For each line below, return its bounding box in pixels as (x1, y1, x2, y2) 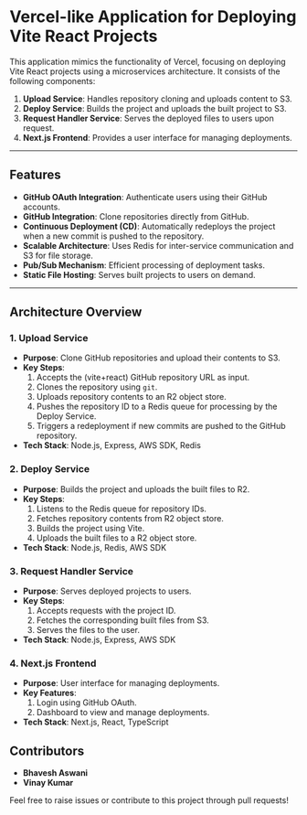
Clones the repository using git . (36, 381, 158, 392)
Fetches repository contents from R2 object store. (36, 512, 224, 523)
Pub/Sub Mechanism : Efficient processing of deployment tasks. (22, 259, 265, 271)
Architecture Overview (9, 305, 143, 320)
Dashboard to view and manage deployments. (36, 707, 210, 718)
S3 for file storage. (22, 250, 93, 261)
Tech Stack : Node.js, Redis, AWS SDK (22, 542, 167, 552)
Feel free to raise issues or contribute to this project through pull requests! (9, 795, 290, 806)
